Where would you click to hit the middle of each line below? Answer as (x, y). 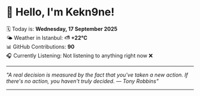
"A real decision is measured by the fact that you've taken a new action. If (97, 75)
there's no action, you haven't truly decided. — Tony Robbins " (82, 81)
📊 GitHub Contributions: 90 (40, 46)
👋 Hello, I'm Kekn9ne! (60, 12)
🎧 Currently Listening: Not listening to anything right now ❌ (79, 55)
